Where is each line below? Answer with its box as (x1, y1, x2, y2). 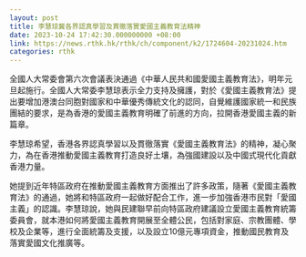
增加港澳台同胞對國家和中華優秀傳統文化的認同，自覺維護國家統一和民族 (25, 97, 297, 108)
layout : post (9, 13, 59, 23)
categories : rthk (9, 47, 76, 57)
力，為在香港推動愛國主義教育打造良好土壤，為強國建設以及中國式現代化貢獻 (9, 149, 297, 160)
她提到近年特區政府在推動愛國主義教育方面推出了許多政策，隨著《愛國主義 (9, 180, 289, 191)
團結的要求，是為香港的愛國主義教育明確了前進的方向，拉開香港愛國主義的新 (9, 108, 297, 118)
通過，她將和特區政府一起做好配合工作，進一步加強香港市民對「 (40, 192, 280, 203)
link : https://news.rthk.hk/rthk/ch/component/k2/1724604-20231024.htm (9, 38, 287, 48)
